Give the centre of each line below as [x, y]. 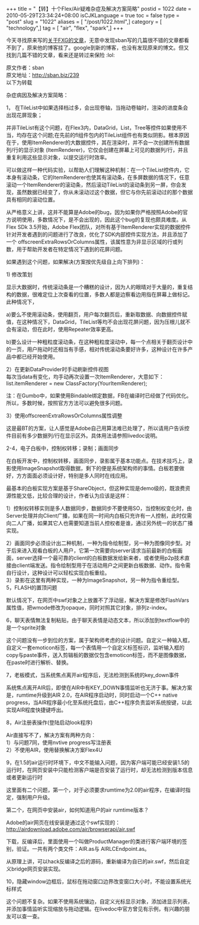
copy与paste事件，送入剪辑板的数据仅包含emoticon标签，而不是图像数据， [98, 655]
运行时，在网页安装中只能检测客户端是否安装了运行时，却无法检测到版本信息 [99, 770]
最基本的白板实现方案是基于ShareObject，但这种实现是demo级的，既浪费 [96, 488]
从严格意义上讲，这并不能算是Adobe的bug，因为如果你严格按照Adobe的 [94, 212]
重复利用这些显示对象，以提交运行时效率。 [58, 157]
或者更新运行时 [24, 777]
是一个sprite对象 [26, 628]
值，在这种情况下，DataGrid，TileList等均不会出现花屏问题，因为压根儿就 [96, 322]
